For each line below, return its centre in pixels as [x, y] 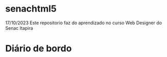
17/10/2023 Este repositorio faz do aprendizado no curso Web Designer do [83, 23]
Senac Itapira [19, 28]
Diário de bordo [39, 49]
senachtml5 [31, 9]
